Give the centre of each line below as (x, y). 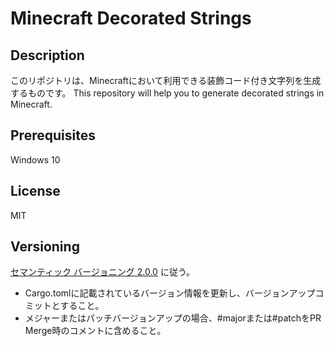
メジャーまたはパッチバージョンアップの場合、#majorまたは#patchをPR (173, 318)
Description (47, 55)
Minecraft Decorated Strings (131, 18)
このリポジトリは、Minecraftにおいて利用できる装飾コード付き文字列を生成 (166, 80)
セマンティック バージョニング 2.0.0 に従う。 (103, 272)
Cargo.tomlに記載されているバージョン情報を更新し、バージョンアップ (170, 293)
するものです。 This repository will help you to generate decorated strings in (167, 93)
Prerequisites (53, 135)
